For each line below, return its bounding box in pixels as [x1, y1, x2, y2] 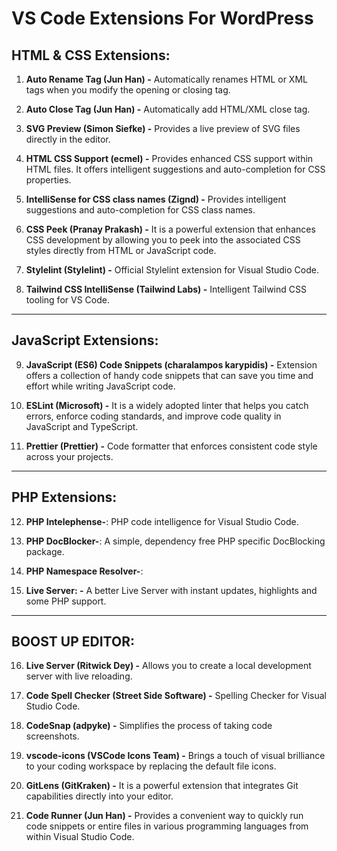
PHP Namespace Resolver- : [25, 565, 144, 577]
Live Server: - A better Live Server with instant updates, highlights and [25, 584, 318, 596]
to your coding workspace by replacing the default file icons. [25, 760, 277, 772]
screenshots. [25, 730, 80, 742]
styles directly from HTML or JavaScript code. [25, 245, 217, 256]
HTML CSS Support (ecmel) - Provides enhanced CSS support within [25, 153, 314, 164]
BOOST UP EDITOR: [11, 633, 135, 651]
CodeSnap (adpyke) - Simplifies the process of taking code [25, 720, 273, 732]
